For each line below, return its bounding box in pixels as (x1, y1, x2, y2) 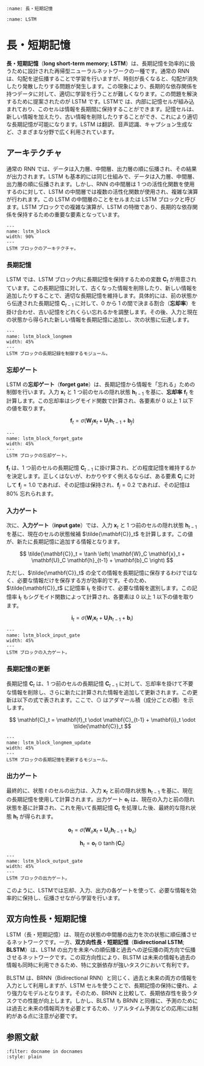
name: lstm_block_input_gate (6, 632, 80, 638)
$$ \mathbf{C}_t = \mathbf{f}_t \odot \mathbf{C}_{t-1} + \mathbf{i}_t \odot (9, 716, 196, 723)
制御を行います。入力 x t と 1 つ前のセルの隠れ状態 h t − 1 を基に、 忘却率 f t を (6, 388, 195, 397)
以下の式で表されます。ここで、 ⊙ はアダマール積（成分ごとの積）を (16, 696, 189, 704)
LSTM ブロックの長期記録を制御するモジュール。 (6, 350, 111, 356)
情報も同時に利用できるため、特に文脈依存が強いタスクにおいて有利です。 (6, 961, 192, 969)
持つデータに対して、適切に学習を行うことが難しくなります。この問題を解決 (6, 90, 198, 97)
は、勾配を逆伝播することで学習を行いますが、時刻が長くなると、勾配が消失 (6, 75, 198, 82)
